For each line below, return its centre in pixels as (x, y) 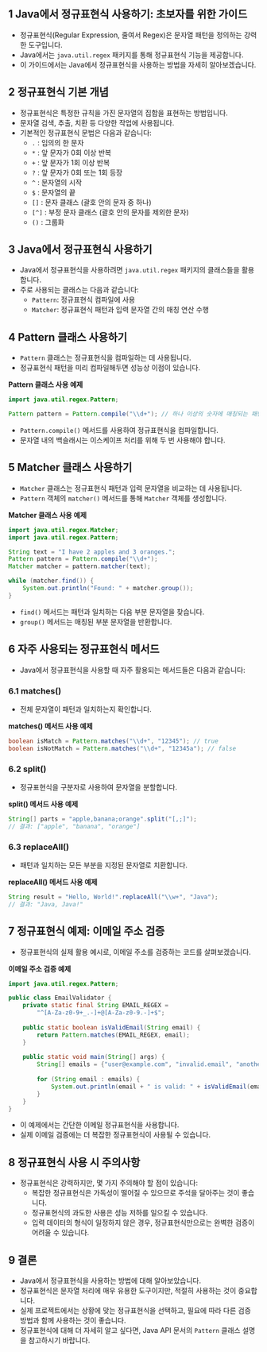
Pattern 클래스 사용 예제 (46, 384)
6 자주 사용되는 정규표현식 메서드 (84, 649)
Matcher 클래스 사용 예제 (48, 515)
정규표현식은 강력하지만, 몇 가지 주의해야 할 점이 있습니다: (109, 1183)
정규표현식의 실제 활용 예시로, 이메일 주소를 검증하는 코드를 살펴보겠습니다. (135, 952)
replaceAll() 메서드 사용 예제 (53, 882)
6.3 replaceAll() (39, 847)
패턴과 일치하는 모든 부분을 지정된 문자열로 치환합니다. (104, 865)
